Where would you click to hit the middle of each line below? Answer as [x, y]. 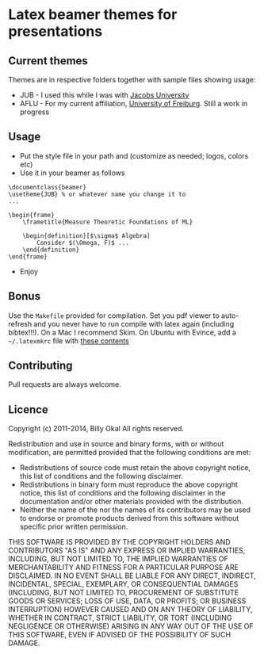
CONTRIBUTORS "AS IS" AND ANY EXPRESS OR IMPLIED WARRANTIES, [127, 551]
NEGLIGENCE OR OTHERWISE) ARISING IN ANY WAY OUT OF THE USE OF [131, 626]
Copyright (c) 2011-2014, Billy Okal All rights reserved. [96, 429]
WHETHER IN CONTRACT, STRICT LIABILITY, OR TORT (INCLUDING [120, 618]
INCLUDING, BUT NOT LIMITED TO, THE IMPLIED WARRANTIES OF [118, 559]
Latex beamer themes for [93, 15]
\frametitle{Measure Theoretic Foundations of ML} [108, 222]
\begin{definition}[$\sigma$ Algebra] [86, 235]
